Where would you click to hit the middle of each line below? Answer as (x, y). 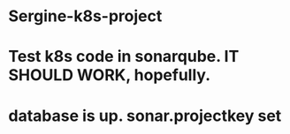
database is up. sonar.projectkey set (145, 115)
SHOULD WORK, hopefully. (110, 75)
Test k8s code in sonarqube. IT (124, 57)
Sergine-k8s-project (85, 16)
